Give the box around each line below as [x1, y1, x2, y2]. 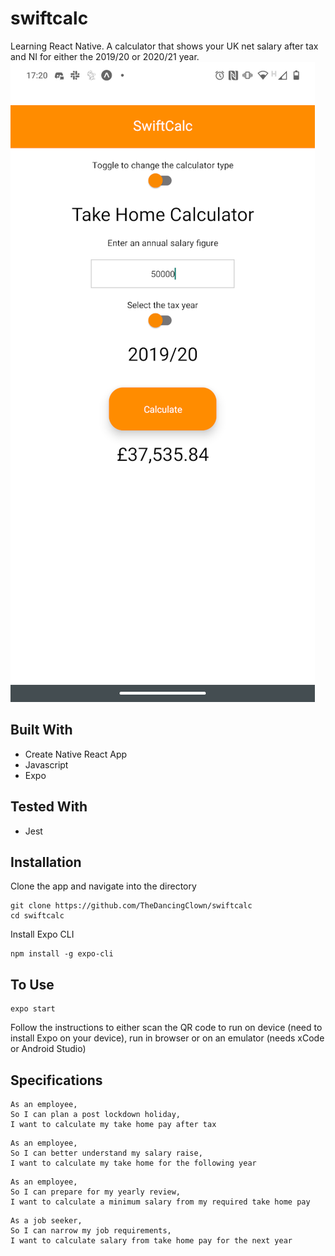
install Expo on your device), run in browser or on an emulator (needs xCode [10, 1032, 325, 1044]
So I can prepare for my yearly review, [10, 1187, 182, 1197]
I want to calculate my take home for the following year [10, 1158, 257, 1168]
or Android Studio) [10, 1043, 87, 1055]
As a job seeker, [10, 1216, 83, 1226]
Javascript [24, 758, 69, 771]
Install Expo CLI [10, 928, 75, 941]
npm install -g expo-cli [10, 949, 114, 959]
